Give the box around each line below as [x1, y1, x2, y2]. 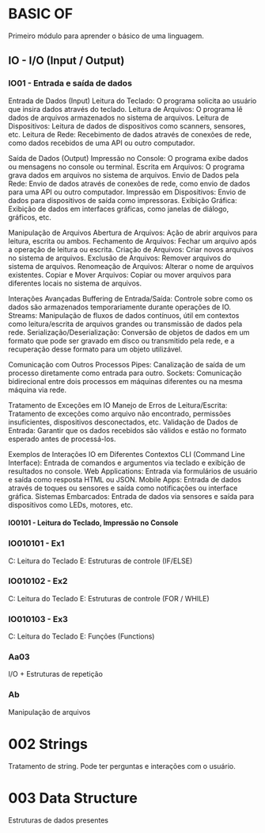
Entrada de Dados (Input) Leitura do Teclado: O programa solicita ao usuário [8, 96, 257, 106]
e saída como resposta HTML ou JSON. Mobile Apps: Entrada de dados [8, 474, 242, 484]
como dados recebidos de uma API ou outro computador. [8, 138, 195, 148]
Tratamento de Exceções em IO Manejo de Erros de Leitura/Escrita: [8, 400, 228, 409]
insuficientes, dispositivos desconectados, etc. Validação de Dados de [8, 417, 239, 427]
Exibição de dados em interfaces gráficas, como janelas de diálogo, [8, 204, 229, 213]
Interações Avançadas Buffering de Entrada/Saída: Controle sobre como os [8, 294, 253, 303]
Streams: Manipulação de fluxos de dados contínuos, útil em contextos [8, 310, 240, 320]
